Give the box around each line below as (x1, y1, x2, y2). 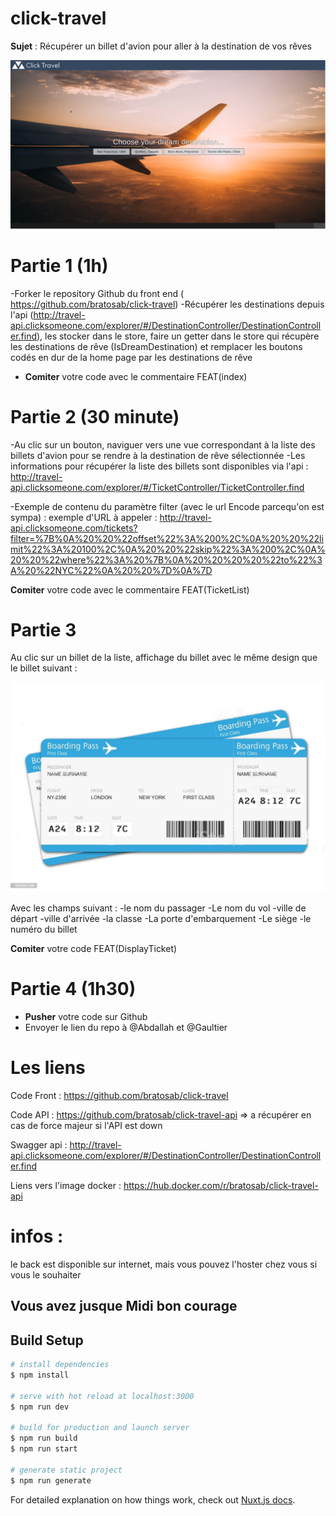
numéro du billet (10, 923, 78, 936)
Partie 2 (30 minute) (10, 405, 180, 428)
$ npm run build (10, 1433, 78, 1444)
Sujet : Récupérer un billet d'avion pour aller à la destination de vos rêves (10, 40, 312, 52)
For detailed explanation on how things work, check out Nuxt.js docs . (10, 1493, 296, 1506)
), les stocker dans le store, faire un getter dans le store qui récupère (36, 330, 320, 342)
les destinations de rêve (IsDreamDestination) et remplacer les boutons (10, 340, 303, 352)
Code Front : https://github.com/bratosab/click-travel (10, 1090, 229, 1102)
